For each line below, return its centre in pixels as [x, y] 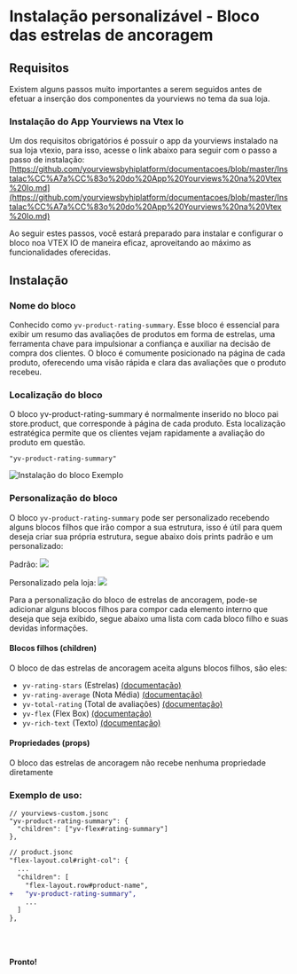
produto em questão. [47, 443]
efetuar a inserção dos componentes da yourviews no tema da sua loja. [140, 98]
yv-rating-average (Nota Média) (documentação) [112, 695]
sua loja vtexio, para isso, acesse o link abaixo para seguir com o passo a [143, 150]
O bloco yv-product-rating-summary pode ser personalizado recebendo [140, 517]
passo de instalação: [47, 160]
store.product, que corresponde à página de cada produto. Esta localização [148, 424]
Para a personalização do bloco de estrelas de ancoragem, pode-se [133, 600]
